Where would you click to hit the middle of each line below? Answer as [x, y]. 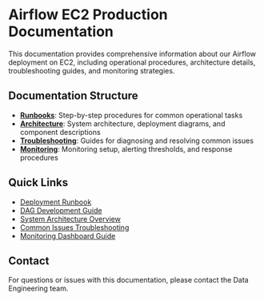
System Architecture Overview [70, 219]
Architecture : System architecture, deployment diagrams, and [122, 123]
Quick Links [38, 182]
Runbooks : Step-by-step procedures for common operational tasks [131, 115]
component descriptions [60, 132]
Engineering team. [38, 288]
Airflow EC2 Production [88, 15]
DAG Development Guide [61, 210]
